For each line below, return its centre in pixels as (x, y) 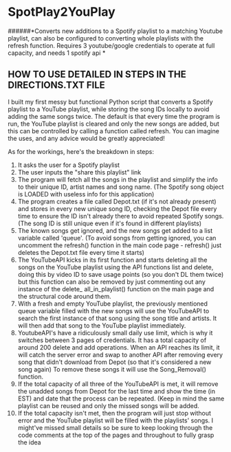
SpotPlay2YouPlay (62, 12)
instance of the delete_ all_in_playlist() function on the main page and (116, 289)
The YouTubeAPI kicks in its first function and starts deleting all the (112, 260)
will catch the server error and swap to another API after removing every (120, 354)
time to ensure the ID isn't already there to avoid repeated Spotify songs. (121, 216)
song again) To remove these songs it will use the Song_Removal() (112, 369)
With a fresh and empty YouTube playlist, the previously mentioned (113, 304)
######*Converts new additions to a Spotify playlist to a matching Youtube (115, 31)
